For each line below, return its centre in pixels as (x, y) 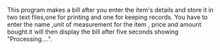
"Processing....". (30, 39)
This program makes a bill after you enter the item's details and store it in (110, 10)
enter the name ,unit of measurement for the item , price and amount (104, 24)
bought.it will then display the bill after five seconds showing (93, 32)
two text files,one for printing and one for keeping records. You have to (108, 17)
